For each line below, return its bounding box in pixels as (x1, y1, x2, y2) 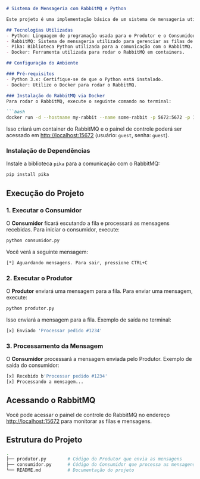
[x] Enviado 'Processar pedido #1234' (6, 327, 102, 333)
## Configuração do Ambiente (6, 60, 79, 66)
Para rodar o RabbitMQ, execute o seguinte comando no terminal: (6, 98, 171, 104)
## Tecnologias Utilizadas (6, 27, 73, 33)
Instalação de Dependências (6, 147, 90, 155)
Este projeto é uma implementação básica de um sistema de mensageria (6, 16, 185, 22)
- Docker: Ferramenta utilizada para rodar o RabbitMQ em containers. (6, 50, 185, 55)
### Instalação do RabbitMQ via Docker (6, 92, 105, 98)
